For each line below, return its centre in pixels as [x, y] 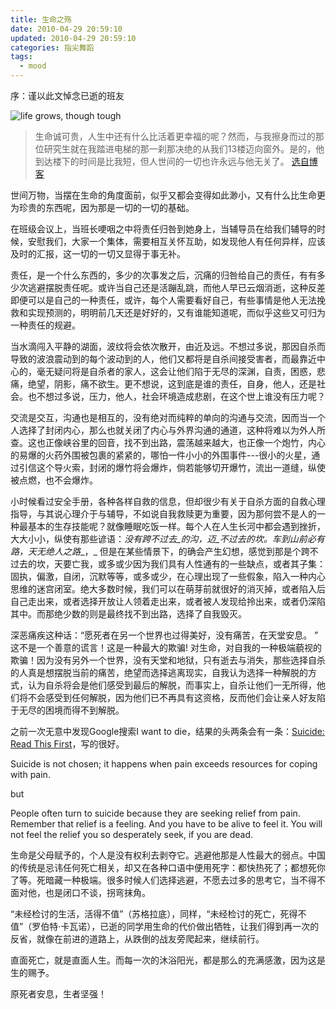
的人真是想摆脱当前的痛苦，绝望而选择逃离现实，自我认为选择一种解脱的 [159, 672]
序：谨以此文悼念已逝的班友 [67, 95]
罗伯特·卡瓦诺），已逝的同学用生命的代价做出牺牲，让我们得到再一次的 [175, 926]
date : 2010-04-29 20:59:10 [66, 29]
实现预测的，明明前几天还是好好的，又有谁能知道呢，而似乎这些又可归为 [176, 312]
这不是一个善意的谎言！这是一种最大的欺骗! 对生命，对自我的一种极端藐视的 [166, 647]
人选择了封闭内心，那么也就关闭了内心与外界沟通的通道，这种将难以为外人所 [168, 430]
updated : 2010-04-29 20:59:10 [73, 38]
